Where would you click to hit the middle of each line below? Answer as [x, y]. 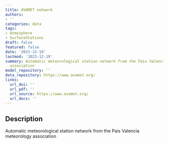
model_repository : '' [28, 71]
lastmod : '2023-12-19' [29, 56]
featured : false [22, 47]
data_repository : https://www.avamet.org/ [50, 75]
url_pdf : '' [22, 89]
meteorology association [31, 136]
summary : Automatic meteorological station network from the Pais [76, 61]
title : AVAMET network [29, 10]
